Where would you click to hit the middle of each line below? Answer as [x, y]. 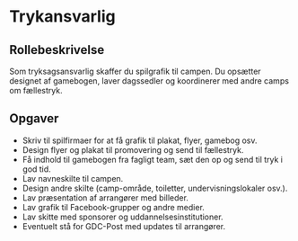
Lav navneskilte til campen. [73, 178]
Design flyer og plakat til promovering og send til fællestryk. [133, 149]
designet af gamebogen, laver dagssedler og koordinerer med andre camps [149, 81]
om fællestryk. [36, 90]
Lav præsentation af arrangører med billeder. [105, 197]
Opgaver [34, 119]
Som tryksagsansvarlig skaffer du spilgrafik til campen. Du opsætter [136, 71]
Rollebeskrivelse [57, 50]
